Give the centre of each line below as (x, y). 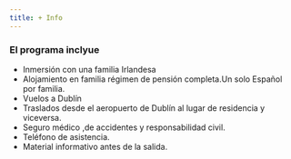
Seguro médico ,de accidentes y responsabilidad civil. (124, 127)
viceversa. (42, 117)
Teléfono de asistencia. (66, 136)
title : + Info (36, 18)
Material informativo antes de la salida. (95, 146)
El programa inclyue (55, 49)
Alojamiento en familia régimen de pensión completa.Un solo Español (152, 79)
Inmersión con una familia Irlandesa (89, 69)
